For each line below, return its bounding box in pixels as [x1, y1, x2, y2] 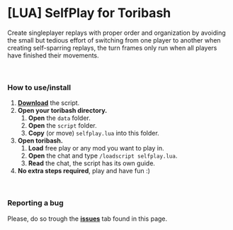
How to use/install [7, 82, 72, 92]
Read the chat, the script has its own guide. [28, 159, 156, 168]
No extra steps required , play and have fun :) [17, 167, 151, 175]
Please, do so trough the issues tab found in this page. [7, 214, 168, 223]
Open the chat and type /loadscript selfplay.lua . [28, 151, 178, 160]
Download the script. [17, 99, 80, 107]
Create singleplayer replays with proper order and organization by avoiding [7, 28, 227, 37]
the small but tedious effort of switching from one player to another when [7, 35, 221, 44]
